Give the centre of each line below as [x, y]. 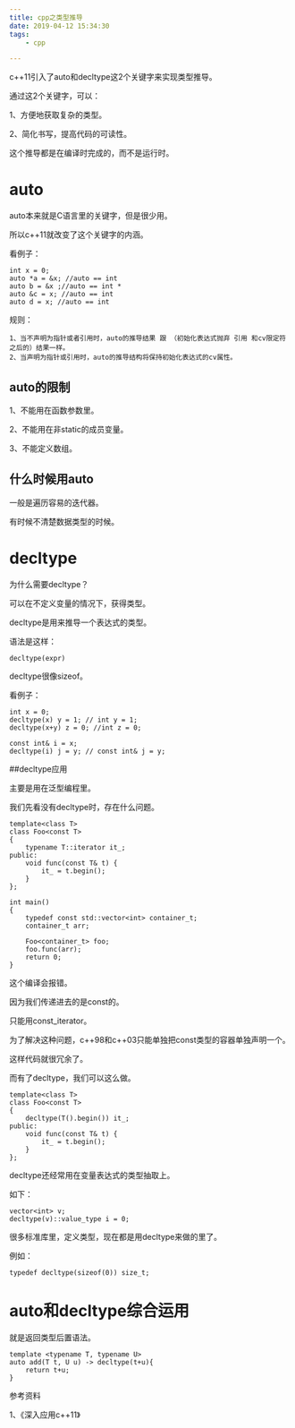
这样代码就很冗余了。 [48, 1058]
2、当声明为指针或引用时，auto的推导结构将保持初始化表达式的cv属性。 [123, 358]
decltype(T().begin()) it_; [77, 1118]
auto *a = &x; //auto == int [63, 278]
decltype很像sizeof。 [48, 676]
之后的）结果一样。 [39, 348]
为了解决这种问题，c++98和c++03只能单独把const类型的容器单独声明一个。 [150, 1039]
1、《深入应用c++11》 [45, 1415]
